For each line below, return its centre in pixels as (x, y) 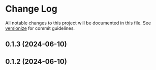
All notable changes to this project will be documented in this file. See (78, 23)
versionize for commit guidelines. (40, 28)
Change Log (31, 9)
